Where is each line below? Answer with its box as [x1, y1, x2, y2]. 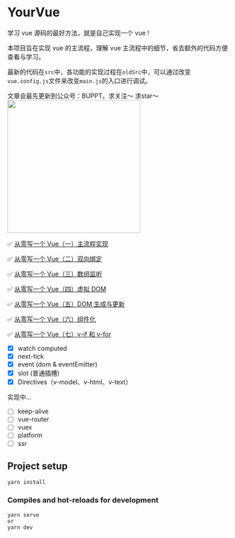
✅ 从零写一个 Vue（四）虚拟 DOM [7, 284, 107, 293]
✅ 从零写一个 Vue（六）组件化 [7, 315, 96, 323]
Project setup [7, 460, 69, 472]
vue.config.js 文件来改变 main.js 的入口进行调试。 [7, 76, 152, 85]
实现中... [7, 393, 32, 401]
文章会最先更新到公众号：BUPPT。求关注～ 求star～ [7, 91, 159, 100]
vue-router [17, 415, 50, 424]
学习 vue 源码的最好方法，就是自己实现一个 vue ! [7, 28, 150, 37]
